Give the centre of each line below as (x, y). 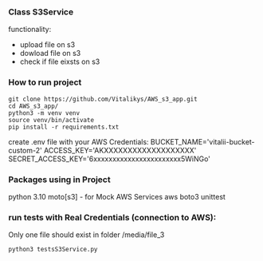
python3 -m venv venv (44, 113)
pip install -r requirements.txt (64, 127)
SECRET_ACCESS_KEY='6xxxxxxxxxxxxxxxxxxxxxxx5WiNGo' (110, 159)
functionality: (30, 30)
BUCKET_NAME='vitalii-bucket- (202, 141)
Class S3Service (41, 12)
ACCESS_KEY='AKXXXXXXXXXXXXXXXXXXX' (120, 150)
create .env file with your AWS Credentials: (79, 141)
